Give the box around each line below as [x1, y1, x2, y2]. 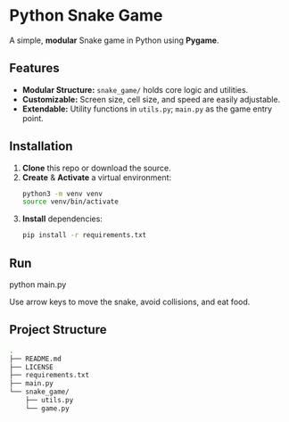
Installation [9, 139, 73, 154]
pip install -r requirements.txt [21, 231, 147, 240]
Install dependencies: [21, 213, 103, 224]
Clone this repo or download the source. [21, 162, 171, 173]
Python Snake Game [9, 5, 163, 26]
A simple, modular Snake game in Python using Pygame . [9, 35, 219, 46]
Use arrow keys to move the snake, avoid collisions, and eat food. [9, 296, 251, 307]
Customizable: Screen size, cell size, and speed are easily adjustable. [21, 94, 281, 104]
